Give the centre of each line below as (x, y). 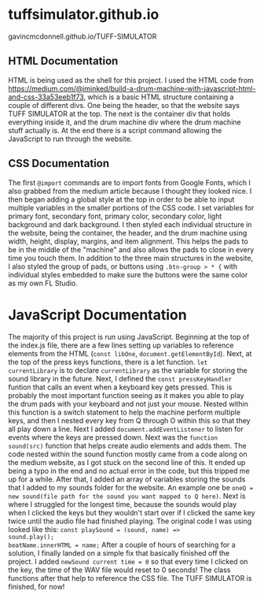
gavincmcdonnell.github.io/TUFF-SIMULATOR (82, 36)
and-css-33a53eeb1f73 (46, 97)
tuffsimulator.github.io (84, 15)
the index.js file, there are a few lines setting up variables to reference (121, 345)
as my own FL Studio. (43, 283)
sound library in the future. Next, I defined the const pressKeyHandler (120, 378)
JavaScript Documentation (97, 315)
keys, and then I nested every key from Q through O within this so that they (129, 420)
